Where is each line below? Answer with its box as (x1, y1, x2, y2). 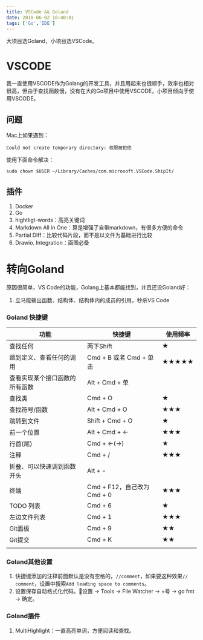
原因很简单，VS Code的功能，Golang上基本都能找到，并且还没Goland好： (6, 283, 191, 291)
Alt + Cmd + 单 (87, 378, 129, 387)
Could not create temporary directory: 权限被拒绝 (6, 145, 132, 151)
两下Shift (87, 342, 113, 351)
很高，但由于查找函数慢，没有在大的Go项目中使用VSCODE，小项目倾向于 (6, 87, 189, 94)
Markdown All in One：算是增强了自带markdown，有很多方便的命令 (14, 223, 184, 231)
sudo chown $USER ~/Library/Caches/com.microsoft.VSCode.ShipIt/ (6, 168, 174, 174)
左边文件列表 (9, 513, 47, 521)
